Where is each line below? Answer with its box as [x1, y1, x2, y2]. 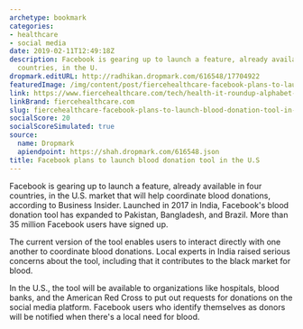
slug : [9, 105, 30, 114]
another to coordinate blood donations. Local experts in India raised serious [9, 245, 290, 257]
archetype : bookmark [9, 13, 87, 23]
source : [9, 131, 39, 140]
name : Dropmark [17, 139, 75, 148]
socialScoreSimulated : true [9, 123, 115, 132]
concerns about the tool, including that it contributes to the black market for [9, 255, 291, 266]
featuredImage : [9, 80, 67, 89]
